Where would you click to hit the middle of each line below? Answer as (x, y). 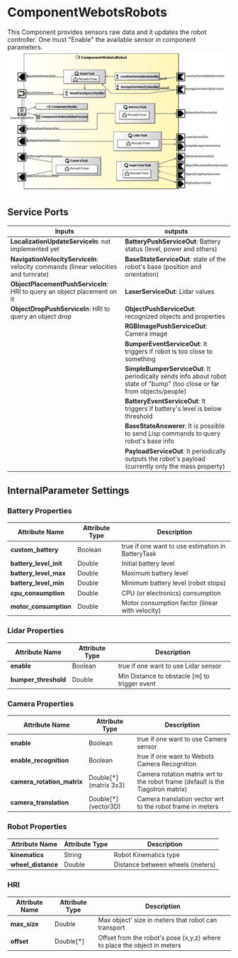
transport (112, 927)
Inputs (64, 231)
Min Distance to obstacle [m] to (164, 676)
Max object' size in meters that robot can (158, 920)
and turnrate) (30, 274)
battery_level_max (38, 573)
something (140, 358)
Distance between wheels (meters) (165, 864)
